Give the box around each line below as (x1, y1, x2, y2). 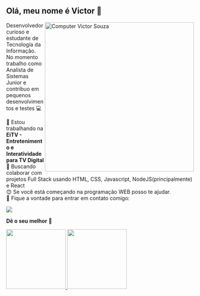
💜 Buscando (6, 162, 36, 170)
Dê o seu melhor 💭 (6, 217, 52, 224)
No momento (6, 53, 39, 60)
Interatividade (6, 150, 42, 157)
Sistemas (6, 72, 29, 79)
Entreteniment (6, 137, 43, 144)
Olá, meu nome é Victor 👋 (6, 6, 102, 16)
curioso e (6, 28, 30, 35)
